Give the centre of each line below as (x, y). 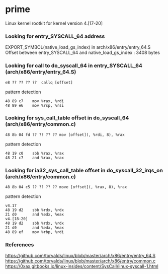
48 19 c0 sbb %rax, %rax (35, 153)
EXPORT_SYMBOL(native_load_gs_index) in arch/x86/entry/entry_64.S (78, 47)
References (20, 245)
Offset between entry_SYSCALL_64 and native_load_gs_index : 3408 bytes (82, 53)
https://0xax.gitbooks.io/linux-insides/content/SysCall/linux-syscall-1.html (82, 266)
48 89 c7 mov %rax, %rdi (35, 101)
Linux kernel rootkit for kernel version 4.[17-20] (54, 23)
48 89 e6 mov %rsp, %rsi (35, 105)
